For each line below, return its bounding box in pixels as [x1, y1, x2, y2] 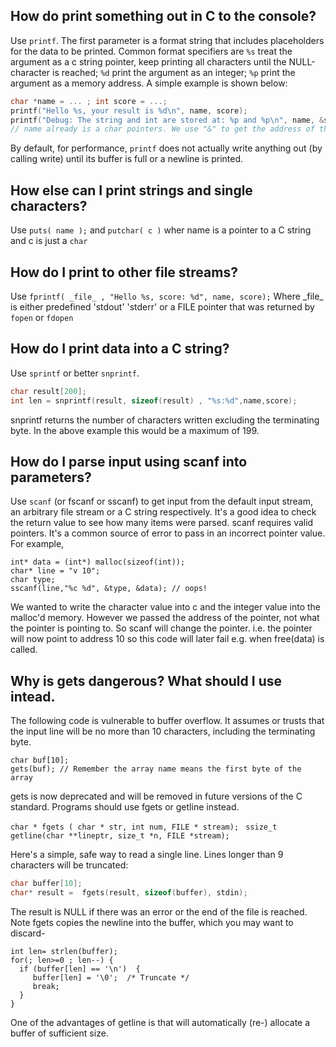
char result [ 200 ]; [10, 386, 87, 396]
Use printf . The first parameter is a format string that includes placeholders [10, 34, 325, 46]
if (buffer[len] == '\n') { [19, 964, 141, 974]
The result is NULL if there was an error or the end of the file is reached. [10, 905, 308, 918]
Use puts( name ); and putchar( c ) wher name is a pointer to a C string [10, 224, 312, 236]
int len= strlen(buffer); [10, 946, 118, 956]
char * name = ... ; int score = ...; [10, 96, 168, 106]
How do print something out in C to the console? [10, 8, 317, 25]
